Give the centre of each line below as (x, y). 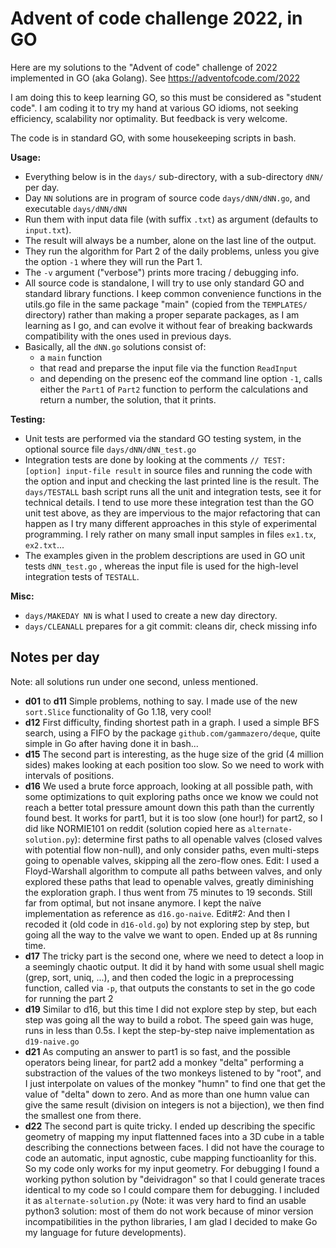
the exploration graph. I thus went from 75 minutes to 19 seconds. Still (168, 892)
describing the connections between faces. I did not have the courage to (174, 1147)
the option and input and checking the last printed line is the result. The (172, 481)
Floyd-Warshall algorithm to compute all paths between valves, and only (173, 871)
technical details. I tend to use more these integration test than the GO (169, 502)
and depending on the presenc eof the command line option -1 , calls (181, 378)
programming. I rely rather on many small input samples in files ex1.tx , (170, 534)
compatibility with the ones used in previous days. (128, 336)
